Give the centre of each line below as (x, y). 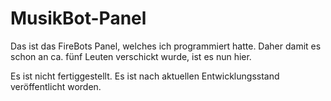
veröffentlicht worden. (56, 86)
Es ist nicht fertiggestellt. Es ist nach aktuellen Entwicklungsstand (145, 76)
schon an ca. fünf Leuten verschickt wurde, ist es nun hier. (131, 56)
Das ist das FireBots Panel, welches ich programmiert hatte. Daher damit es (166, 46)
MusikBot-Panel (78, 18)
